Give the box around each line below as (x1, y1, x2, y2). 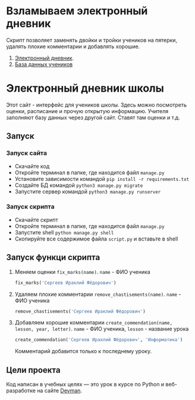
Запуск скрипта (6, 202, 55, 211)
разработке (6, 387, 36, 394)
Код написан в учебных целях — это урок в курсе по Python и (6, 381, 165, 388)
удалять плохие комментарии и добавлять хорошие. (6, 43, 140, 50)
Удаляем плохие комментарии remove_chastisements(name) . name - (14, 290, 181, 298)
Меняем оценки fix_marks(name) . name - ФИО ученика (14, 268, 150, 275)
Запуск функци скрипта (6, 252, 100, 262)
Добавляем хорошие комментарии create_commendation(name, (14, 319, 173, 326)
